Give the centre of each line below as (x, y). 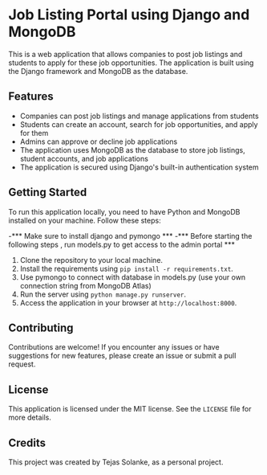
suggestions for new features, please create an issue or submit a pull (122, 356)
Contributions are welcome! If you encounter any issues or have (114, 347)
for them (34, 133)
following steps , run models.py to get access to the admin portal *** (121, 244)
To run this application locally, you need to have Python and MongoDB (124, 211)
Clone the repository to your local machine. (91, 260)
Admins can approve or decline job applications (99, 141)
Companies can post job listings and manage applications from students (139, 116)
